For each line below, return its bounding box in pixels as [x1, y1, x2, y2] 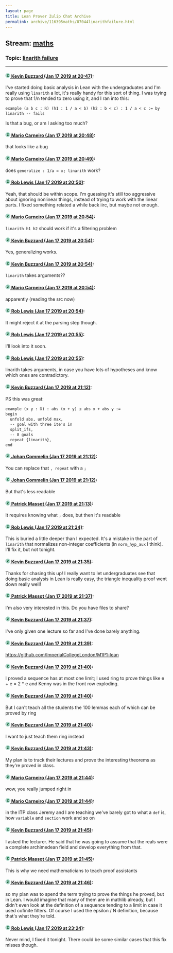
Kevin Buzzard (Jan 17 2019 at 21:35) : [11, 559, 93, 565]
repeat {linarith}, [10, 437, 52, 442]
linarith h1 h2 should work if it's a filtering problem [5, 226, 117, 232]
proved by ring [5, 709, 37, 716]
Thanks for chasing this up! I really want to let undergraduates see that [5, 570, 155, 576]
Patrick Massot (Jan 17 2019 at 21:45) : [11, 856, 94, 862]
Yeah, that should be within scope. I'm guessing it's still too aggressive [5, 190, 155, 197]
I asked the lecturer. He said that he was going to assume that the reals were [5, 838, 168, 844]
